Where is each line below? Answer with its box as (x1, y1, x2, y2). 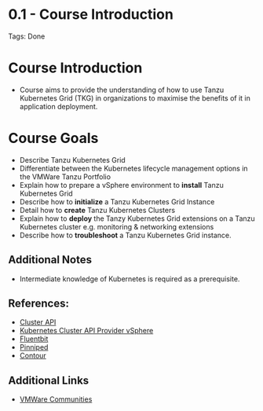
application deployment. (19, 101, 98, 111)
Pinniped (19, 343, 49, 352)
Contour (19, 351, 47, 361)
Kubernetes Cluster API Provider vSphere (19, 326, 154, 336)
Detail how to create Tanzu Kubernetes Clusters (19, 205, 175, 215)
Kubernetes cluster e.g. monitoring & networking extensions (19, 222, 214, 231)
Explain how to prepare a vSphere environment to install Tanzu (19, 180, 224, 189)
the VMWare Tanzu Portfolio (19, 171, 111, 182)
